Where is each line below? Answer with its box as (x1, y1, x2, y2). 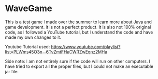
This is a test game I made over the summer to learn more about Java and (5, 19, 152, 25)
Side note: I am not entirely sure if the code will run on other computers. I (5, 58, 151, 64)
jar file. (5, 68, 19, 74)
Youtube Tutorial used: (5, 44, 50, 49)
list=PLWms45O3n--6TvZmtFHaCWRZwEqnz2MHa (5, 49, 108, 55)
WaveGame (5, 3, 52, 14)
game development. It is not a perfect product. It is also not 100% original (5, 24, 151, 30)
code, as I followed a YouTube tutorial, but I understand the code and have (5, 29, 153, 35)
